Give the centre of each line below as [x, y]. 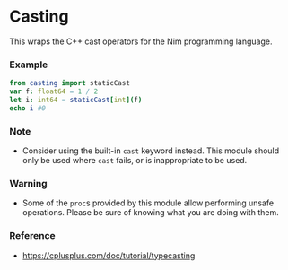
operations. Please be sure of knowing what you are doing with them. [151, 213]
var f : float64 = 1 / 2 [54, 91]
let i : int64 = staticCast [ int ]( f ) [76, 100]
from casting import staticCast [70, 83]
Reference [32, 236]
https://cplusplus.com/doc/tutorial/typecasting [109, 255]
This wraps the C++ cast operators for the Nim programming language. [141, 41]
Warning [28, 183]
